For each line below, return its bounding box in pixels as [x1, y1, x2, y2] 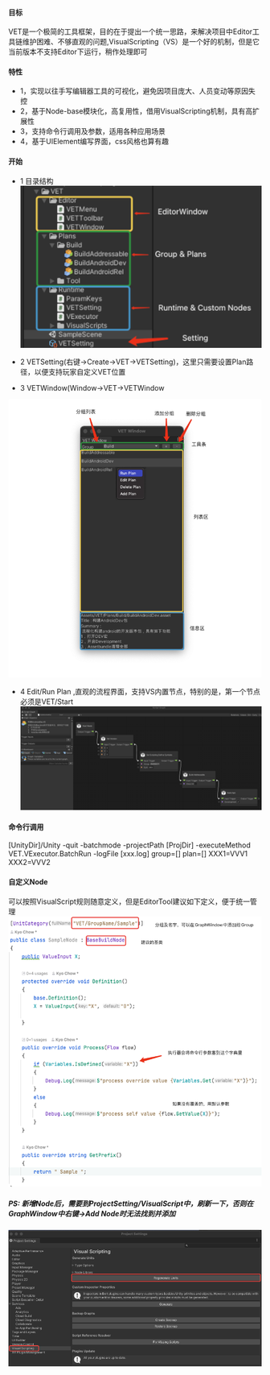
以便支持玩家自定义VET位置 [34, 367, 126, 376]
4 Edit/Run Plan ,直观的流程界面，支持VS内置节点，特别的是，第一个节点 [19, 686, 261, 696]
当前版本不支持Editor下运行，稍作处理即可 [8, 47, 148, 56]
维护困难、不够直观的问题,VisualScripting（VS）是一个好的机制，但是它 [22, 37, 260, 47]
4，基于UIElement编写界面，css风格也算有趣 [19, 137, 170, 147]
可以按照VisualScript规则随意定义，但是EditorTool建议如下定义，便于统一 [8, 897, 251, 906]
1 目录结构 [19, 176, 54, 185]
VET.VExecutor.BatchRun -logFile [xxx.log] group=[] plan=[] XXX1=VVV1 [8, 849, 247, 859]
